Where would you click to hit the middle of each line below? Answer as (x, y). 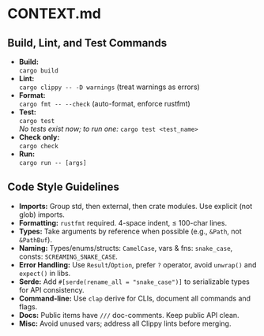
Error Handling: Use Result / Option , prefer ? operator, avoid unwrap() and (138, 264)
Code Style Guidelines (63, 187)
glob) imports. (41, 215)
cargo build (38, 71)
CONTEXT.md (55, 14)
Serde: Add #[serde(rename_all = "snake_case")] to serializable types (134, 282)
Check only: (39, 137)
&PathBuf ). (36, 239)
